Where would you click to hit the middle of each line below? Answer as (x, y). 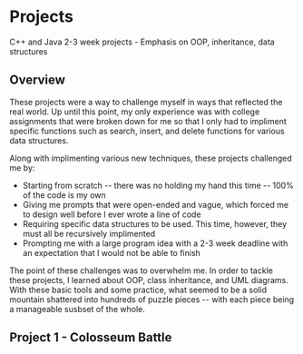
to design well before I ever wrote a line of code (112, 214)
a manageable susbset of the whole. (77, 309)
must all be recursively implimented (89, 233)
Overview (38, 80)
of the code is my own (64, 195)
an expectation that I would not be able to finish (112, 252)
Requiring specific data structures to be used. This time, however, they (155, 223)
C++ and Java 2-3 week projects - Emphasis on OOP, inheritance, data (142, 42)
